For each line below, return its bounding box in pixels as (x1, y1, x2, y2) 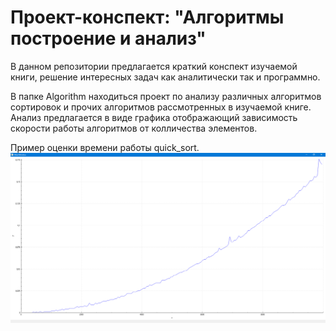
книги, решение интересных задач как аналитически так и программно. (10, 71, 321, 83)
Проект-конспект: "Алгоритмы (10, 6, 285, 29)
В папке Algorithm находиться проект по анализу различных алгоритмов (10, 90, 322, 102)
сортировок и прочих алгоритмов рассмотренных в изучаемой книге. (10, 101, 312, 113)
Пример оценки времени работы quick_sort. (10, 141, 200, 153)
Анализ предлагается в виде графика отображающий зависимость (10, 111, 298, 123)
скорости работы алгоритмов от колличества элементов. (10, 122, 258, 134)
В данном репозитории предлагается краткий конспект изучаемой (10, 60, 298, 72)
